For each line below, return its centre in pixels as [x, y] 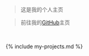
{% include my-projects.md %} [44, 46]
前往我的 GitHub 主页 [45, 23]
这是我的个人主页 [42, 9]
